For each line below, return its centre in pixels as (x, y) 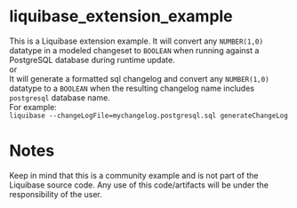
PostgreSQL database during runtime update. (92, 60)
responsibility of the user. (56, 194)
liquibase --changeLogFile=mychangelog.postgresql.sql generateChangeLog (149, 116)
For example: (33, 107)
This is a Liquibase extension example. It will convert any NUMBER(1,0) (136, 41)
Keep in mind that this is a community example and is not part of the (134, 175)
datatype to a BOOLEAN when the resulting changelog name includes (132, 88)
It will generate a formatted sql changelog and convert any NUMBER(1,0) (139, 78)
